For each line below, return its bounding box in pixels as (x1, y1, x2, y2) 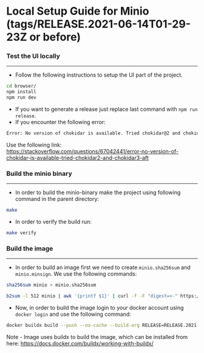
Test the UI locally (6, 52, 61, 60)
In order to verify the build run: (15, 218, 92, 226)
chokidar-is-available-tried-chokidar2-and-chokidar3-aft (6, 154, 149, 161)
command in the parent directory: (15, 195, 99, 203)
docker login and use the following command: (15, 310, 132, 318)
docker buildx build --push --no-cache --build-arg (6, 323, 140, 329)
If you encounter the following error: (15, 119, 106, 126)
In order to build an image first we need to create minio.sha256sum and (15, 264, 191, 271)
